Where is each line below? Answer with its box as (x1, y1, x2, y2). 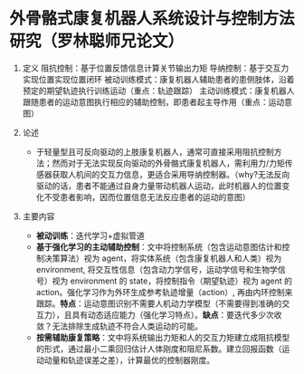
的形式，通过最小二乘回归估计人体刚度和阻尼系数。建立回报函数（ (35, 343, 282, 354)
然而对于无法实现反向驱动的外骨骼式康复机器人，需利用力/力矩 (52, 158, 285, 168)
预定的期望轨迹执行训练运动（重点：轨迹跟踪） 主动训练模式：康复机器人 (22, 85, 295, 96)
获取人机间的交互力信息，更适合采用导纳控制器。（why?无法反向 (52, 168, 290, 179)
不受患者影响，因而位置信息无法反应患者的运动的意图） (43, 191, 251, 202)
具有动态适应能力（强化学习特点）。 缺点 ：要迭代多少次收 (71, 309, 282, 320)
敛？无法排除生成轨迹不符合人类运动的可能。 (35, 321, 204, 331)
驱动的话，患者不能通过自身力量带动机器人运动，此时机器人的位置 (35, 180, 282, 191)
